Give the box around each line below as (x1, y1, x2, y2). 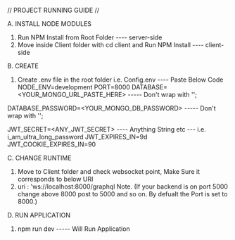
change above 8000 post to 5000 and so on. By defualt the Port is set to (17, 190, 228, 198)
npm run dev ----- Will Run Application (17, 225, 130, 233)
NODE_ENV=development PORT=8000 (17, 83, 130, 91)
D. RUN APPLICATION (7, 211, 71, 219)
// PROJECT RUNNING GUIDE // (7, 6, 100, 14)
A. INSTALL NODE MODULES (7, 20, 92, 27)
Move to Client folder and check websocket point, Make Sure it (17, 168, 201, 175)
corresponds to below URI (17, 175, 94, 183)
